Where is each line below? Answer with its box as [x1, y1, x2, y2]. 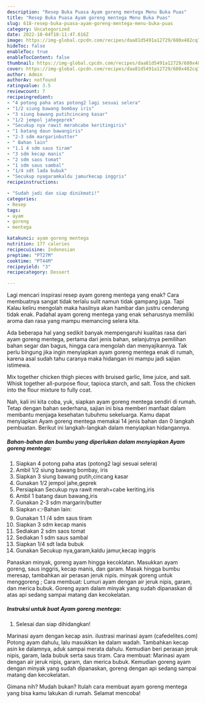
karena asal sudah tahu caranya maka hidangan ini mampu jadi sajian [7, 355, 181, 362]
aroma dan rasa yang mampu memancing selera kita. [7, 317, 140, 325]
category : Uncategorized [7, 26, 70, 32]
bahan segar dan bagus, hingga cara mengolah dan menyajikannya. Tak [7, 342, 187, 350]
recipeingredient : [7, 94, 54, 100]
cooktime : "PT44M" [7, 258, 54, 264]
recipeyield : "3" [7, 264, 51, 270]
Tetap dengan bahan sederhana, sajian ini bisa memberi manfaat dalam [7, 405, 186, 412]
